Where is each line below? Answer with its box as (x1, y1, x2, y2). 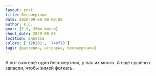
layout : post (5, 7, 33, 13)
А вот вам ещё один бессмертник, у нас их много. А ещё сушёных (5, 59, 151, 65)
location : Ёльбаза (5, 36, 44, 41)
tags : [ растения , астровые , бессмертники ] (5, 45, 97, 50)
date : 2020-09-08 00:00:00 (5, 17, 63, 22)
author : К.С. (5, 21, 33, 27)
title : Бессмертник (5, 12, 47, 17)
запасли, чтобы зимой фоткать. (5, 65, 74, 71)
